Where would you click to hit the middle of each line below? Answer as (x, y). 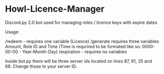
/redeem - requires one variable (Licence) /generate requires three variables (82, 41)
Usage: (12, 32)
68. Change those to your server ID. (41, 66)
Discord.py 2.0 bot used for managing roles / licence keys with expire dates (81, 22)
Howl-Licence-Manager (55, 9)
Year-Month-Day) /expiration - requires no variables (75, 52)
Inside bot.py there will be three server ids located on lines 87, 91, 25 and (79, 61)
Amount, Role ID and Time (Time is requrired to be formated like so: (73, 46)
